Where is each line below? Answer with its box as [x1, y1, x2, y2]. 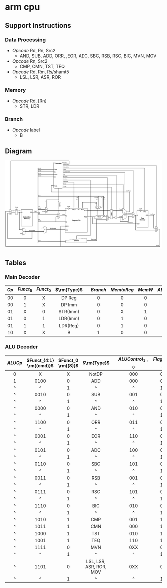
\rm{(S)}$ [58, 362, 79, 368]
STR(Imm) [58, 309, 80, 314]
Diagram [5, 147, 32, 155]
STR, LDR [19, 103, 40, 109]
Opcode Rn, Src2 [12, 58, 48, 64]
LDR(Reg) [59, 322, 79, 328]
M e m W [138, 287, 153, 293]
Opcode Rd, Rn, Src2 [12, 47, 56, 53]
